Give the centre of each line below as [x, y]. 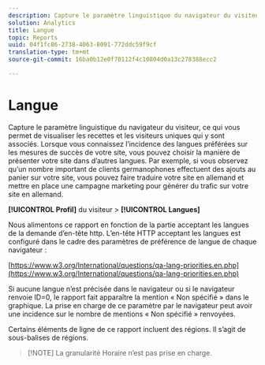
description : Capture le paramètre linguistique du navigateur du [119, 15]
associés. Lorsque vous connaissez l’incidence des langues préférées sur [128, 143]
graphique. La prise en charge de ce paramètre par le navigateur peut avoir [131, 305]
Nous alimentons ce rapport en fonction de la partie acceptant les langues [129, 225]
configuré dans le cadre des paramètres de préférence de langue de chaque [132, 241]
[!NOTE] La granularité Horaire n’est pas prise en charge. [120, 352]
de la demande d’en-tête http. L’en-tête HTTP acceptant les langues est [125, 233]
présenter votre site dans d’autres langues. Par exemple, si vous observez [128, 160]
